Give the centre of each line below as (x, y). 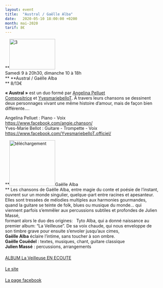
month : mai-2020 (21, 23)
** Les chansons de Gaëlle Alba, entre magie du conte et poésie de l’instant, (82, 190)
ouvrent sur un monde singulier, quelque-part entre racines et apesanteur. (80, 195)
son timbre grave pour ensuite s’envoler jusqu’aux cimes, (62, 231)
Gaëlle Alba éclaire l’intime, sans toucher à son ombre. (60, 236)
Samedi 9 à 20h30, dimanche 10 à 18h (43, 73)
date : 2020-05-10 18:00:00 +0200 (41, 19)
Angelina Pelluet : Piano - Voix (35, 118)
